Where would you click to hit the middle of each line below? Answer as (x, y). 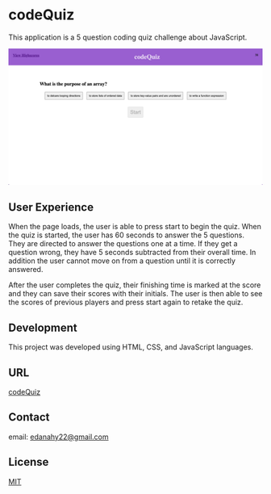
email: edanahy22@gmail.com (58, 437)
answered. (26, 270)
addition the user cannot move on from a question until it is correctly (122, 261)
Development (43, 327)
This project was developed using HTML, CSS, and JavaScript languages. (131, 347)
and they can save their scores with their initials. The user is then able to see (135, 294)
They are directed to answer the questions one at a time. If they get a (123, 244)
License (29, 462)
